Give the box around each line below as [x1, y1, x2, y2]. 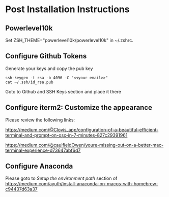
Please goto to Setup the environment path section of [5, 175, 118, 181]
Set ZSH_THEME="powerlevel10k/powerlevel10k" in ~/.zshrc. [5, 37, 133, 43]
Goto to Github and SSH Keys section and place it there [5, 88, 121, 94]
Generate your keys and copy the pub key [5, 65, 93, 72]
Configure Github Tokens [5, 52, 87, 60]
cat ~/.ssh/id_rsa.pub [5, 80, 53, 85]
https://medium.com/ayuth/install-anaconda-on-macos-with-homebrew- [5, 181, 159, 187]
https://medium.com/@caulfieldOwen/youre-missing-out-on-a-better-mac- [5, 142, 164, 148]
